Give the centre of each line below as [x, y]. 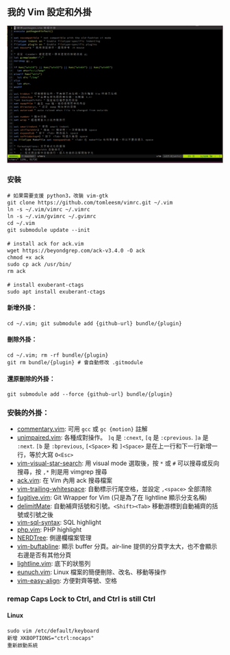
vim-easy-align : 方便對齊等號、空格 [67, 581]
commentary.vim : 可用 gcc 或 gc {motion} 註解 [82, 429]
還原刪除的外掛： [31, 379]
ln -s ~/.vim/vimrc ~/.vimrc [49, 209]
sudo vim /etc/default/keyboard [53, 631]
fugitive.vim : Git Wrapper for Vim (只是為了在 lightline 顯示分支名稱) [112, 498]
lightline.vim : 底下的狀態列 [54, 564]
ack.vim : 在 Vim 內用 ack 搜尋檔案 [65, 480]
